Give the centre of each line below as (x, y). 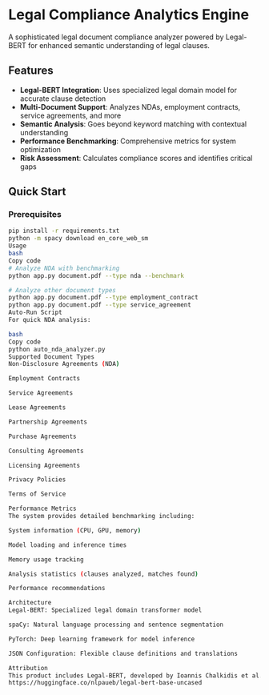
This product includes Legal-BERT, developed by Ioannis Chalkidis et (128, 675)
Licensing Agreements (44, 465)
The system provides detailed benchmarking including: (102, 516)
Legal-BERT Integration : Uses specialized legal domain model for (128, 90)
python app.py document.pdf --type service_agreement (100, 305)
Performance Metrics (43, 509)
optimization (40, 149)
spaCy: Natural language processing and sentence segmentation (116, 625)
